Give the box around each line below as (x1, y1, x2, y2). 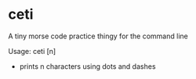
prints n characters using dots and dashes (19, 61, 156, 71)
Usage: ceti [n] (8, 46, 56, 56)
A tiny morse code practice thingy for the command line (8, 31, 188, 41)
